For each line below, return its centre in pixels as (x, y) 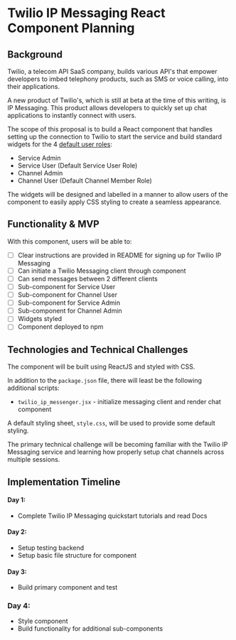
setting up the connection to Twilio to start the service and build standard (115, 137)
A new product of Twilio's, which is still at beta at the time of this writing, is (117, 100)
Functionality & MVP (53, 224)
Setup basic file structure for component (77, 555)
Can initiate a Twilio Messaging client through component (102, 271)
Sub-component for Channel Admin (70, 311)
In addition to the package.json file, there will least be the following (105, 381)
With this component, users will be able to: (70, 241)
